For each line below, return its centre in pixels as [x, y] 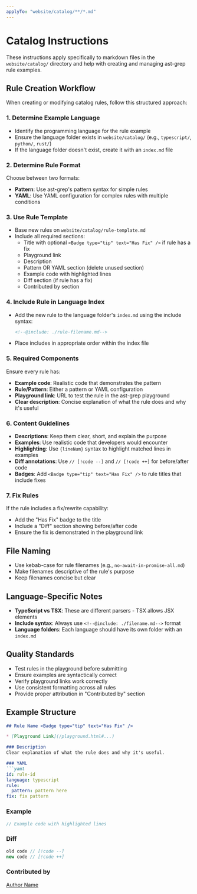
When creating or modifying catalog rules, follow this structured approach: [97, 103]
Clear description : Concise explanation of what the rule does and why [100, 401]
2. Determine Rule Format [43, 165]
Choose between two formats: [43, 177]
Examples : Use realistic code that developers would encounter [91, 443]
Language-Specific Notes [55, 596]
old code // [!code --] [35, 851]
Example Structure [41, 712]
